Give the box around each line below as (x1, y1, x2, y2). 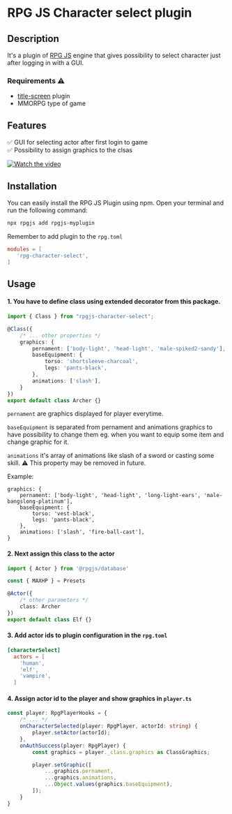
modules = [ (7, 246, 42, 253)
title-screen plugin (17, 92, 70, 101)
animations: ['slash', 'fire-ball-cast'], (20, 528, 145, 535)
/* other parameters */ (20, 597, 89, 604)
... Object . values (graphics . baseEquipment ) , (44, 780, 173, 788)
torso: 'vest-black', (32, 510, 95, 517)
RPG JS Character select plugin (7, 5, 192, 21)
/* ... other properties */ (20, 332, 101, 339)
